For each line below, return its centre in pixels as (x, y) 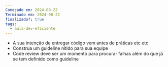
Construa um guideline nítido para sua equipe (60, 48)
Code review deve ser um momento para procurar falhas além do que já (88, 54)
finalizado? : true (25, 19)
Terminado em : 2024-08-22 (32, 15)
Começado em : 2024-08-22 (31, 10)
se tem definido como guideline (46, 59)
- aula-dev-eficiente (33, 29)
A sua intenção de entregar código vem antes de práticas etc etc (80, 43)
